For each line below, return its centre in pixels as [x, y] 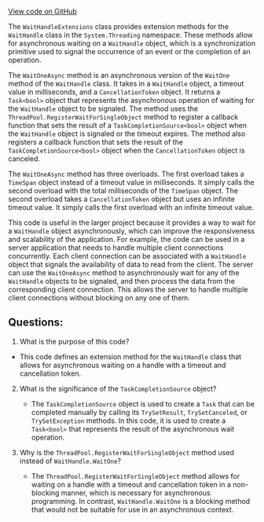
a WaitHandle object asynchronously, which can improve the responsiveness [132, 231]
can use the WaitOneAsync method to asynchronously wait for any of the [124, 273]
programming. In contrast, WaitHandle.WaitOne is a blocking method [141, 501]
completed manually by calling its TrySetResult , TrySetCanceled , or [139, 412]
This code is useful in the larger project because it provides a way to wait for [132, 222]
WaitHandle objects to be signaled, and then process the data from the [122, 281]
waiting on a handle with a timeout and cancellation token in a [131, 484]
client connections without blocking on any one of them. [99, 298]
